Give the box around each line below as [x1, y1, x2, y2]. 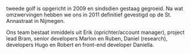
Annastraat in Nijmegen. [6, 18, 65, 24]
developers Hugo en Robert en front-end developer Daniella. [6, 41, 154, 48]
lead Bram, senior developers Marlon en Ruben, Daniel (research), [6, 35, 168, 42]
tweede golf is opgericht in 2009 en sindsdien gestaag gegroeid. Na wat [6, 5, 183, 12]
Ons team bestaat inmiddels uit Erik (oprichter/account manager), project [6, 29, 185, 36]
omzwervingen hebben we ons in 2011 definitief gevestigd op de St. [6, 11, 172, 18]
